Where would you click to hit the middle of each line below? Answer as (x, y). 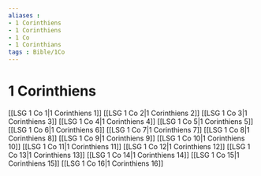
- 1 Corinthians (35, 45)
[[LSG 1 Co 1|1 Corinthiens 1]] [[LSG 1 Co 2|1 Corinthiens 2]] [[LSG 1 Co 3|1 (128, 113)
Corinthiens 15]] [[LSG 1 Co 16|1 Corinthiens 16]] (86, 163)
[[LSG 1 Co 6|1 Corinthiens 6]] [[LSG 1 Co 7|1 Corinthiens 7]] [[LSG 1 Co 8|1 (129, 129)
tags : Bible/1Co (37, 52)
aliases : (24, 15)
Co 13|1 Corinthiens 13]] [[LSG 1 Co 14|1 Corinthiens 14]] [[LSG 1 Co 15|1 (124, 155)
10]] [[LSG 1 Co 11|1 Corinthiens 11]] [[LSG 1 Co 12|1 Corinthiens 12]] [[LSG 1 (129, 146)
